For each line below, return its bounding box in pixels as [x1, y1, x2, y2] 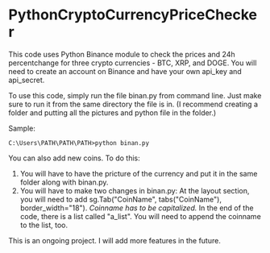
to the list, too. [19, 220, 69, 230]
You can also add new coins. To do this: [8, 153, 141, 163]
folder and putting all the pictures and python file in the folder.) [8, 107, 217, 118]
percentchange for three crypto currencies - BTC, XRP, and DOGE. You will [8, 58, 257, 68]
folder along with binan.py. [19, 177, 109, 187]
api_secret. [8, 75, 45, 85]
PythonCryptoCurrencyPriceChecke [8, 6, 258, 24]
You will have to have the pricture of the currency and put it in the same [19, 168, 258, 178]
